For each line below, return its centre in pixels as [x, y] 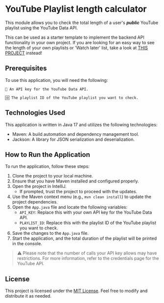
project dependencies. [35, 202]
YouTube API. [31, 264]
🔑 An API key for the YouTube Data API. [47, 89]
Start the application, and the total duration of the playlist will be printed [84, 238]
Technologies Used [35, 113]
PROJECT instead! [24, 53]
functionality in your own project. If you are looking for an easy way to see [80, 42]
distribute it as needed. [28, 296]
